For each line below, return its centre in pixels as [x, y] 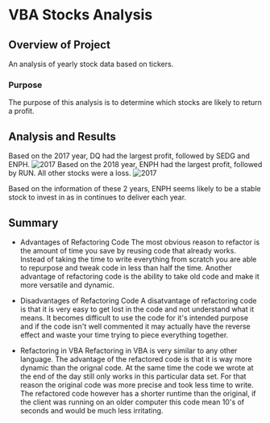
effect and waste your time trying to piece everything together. [124, 335]
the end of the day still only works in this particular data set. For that [133, 376]
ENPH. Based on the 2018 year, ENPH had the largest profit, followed [135, 165]
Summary [33, 222]
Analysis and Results [62, 136]
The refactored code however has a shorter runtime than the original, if [138, 393]
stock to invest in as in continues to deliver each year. [98, 197]
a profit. [21, 111]
